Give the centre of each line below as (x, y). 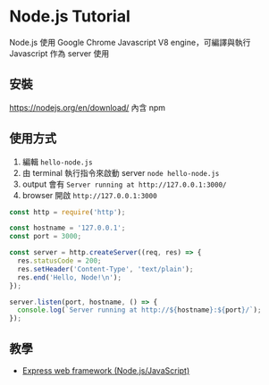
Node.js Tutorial (70, 17)
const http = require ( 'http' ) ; (67, 212)
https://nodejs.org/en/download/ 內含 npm (88, 107)
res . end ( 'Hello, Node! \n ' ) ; (70, 277)
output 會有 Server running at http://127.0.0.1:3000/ (124, 184)
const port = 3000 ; (46, 237)
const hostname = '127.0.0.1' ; (67, 228)
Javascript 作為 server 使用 (59, 53)
